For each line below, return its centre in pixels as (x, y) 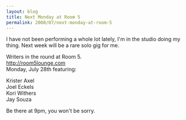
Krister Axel (20, 81)
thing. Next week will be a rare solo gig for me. (63, 45)
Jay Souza (19, 99)
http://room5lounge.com (36, 63)
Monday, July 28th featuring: (41, 69)
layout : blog (22, 11)
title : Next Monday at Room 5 (43, 17)
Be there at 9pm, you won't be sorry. (51, 111)
